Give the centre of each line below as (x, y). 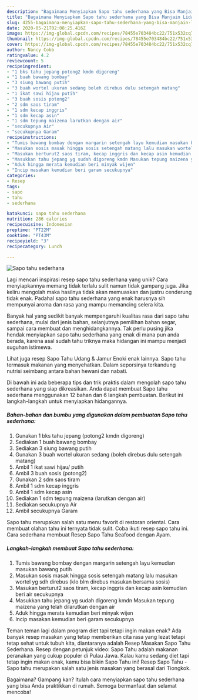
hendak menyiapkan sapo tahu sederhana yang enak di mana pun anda (93, 335)
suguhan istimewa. (29, 347)
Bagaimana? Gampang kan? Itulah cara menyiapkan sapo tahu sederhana (95, 679)
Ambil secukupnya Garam (46, 511)
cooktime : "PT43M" (29, 235)
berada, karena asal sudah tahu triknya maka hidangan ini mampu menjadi (97, 341)
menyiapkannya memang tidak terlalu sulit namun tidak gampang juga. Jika (98, 286)
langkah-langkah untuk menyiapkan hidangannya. (67, 401)
